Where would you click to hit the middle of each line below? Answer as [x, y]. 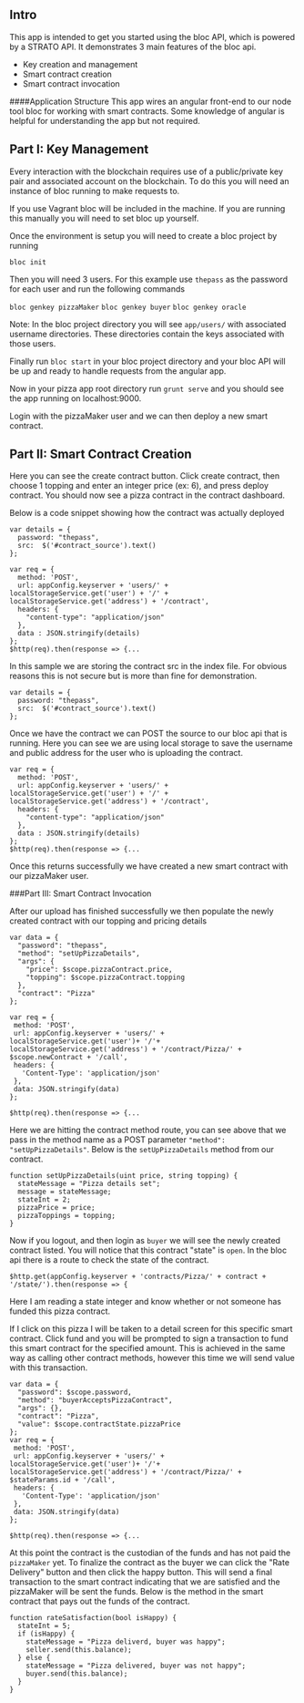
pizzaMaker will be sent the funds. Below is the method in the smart [137, 1592]
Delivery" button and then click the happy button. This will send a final [141, 1573]
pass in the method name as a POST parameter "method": [117, 1140]
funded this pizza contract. [60, 1311]
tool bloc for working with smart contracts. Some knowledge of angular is [147, 111]
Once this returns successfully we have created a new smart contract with [149, 866]
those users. [33, 343]
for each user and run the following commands [97, 289]
